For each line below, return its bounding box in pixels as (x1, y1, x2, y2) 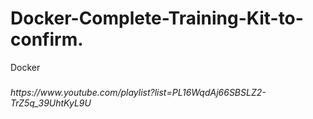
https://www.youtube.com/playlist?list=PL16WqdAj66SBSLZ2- (10, 87, 267, 99)
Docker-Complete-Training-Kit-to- (10, 7, 304, 30)
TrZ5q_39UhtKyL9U (10, 97, 92, 109)
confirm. (10, 28, 84, 51)
